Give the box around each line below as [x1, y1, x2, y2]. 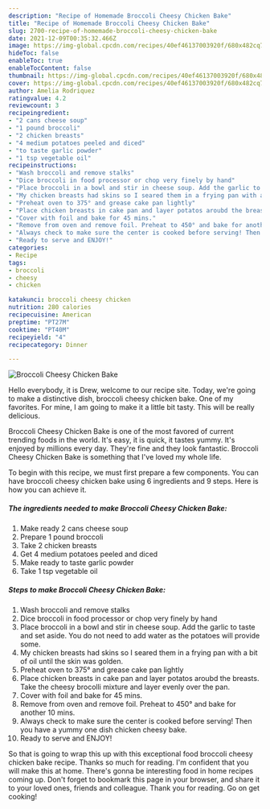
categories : [8, 244, 48, 252]
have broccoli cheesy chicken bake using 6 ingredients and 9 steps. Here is [8, 477, 259, 486]
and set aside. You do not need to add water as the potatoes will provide [19, 631, 260, 641]
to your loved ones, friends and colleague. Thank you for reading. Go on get [8, 783, 260, 793]
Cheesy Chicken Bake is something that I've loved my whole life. [8, 452, 223, 462]
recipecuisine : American [8, 311, 92, 319]
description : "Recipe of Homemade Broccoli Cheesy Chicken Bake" [8, 11, 231, 20]
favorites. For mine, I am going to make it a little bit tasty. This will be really [8, 402, 255, 412]
